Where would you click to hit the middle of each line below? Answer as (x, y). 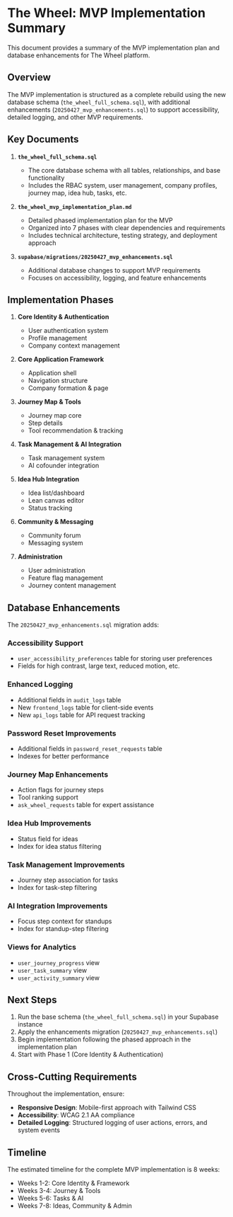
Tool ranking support (48, 797)
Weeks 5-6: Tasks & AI (50, 1198)
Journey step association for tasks (68, 880)
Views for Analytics (42, 947)
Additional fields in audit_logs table (69, 699)
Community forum (54, 535)
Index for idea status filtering (59, 846)
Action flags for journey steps (61, 790)
